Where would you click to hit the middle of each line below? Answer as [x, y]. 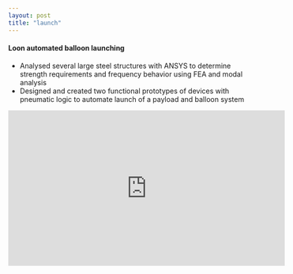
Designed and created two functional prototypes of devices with [124, 91]
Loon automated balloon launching [66, 48]
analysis [33, 82]
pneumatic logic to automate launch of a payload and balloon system [132, 99]
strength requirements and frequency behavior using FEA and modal [131, 74]
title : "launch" [35, 23]
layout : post [30, 15]
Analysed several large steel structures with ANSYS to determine [125, 66]
